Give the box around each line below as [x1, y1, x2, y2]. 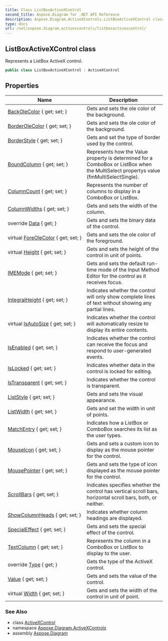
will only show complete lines [86, 293, 155, 300]
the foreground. [86, 237, 123, 244]
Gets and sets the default [86, 260, 146, 267]
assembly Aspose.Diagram [12, 630, 68, 636]
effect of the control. [86, 529, 135, 536]
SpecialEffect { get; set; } [7, 526, 66, 533]
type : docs [5, 21, 28, 27]
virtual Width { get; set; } [7, 590, 65, 597]
